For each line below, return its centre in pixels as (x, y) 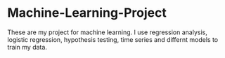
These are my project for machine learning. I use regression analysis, (107, 32)
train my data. (27, 47)
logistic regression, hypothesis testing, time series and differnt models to (113, 39)
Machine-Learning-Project (87, 13)
